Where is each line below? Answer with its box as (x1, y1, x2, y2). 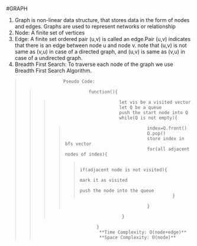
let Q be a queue (119, 105, 162, 111)
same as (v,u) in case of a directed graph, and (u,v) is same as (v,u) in (14, 48, 185, 55)
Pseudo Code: (63, 78, 96, 84)
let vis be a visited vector (119, 99, 191, 105)
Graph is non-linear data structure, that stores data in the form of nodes (14, 17, 190, 23)
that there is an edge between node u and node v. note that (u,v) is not (14, 42, 188, 49)
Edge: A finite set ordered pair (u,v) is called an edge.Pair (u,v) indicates (14, 36, 191, 42)
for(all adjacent (147, 146, 190, 152)
